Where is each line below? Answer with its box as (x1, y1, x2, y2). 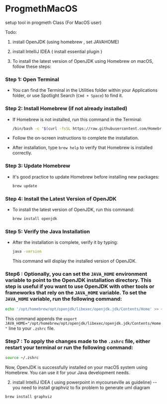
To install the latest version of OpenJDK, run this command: (12, 206, 135, 212)
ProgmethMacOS (5, 3, 78, 14)
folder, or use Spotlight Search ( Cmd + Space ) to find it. (12, 93, 123, 99)
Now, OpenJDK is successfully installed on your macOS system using (5, 365, 148, 371)
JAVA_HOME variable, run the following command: (5, 295, 122, 302)
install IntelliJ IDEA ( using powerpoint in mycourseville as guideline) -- (12, 380, 158, 386)
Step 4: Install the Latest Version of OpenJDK (5, 195, 117, 202)
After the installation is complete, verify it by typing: (12, 239, 118, 245)
